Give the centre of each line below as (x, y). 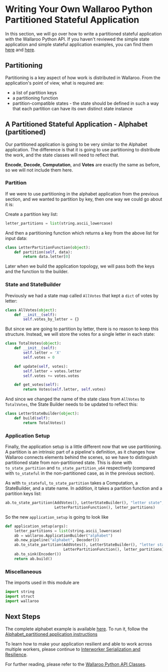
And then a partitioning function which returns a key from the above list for (82, 233)
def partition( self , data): (43, 252)
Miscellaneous (23, 571)
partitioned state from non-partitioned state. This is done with (69, 463)
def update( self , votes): (41, 366)
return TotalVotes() (44, 423)
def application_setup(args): (37, 526)
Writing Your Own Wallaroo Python (79, 9)
